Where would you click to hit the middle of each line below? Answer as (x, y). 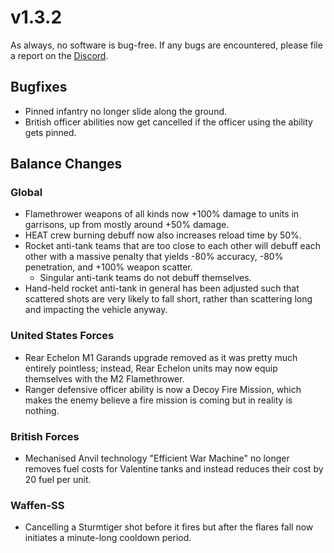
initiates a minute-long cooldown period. (108, 538)
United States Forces (62, 336)
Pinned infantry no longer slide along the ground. (126, 111)
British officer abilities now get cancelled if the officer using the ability (168, 122)
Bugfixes (39, 87)
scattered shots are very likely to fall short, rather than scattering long (168, 299)
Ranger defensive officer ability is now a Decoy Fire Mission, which (163, 389)
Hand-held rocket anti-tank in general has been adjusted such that (162, 288)
